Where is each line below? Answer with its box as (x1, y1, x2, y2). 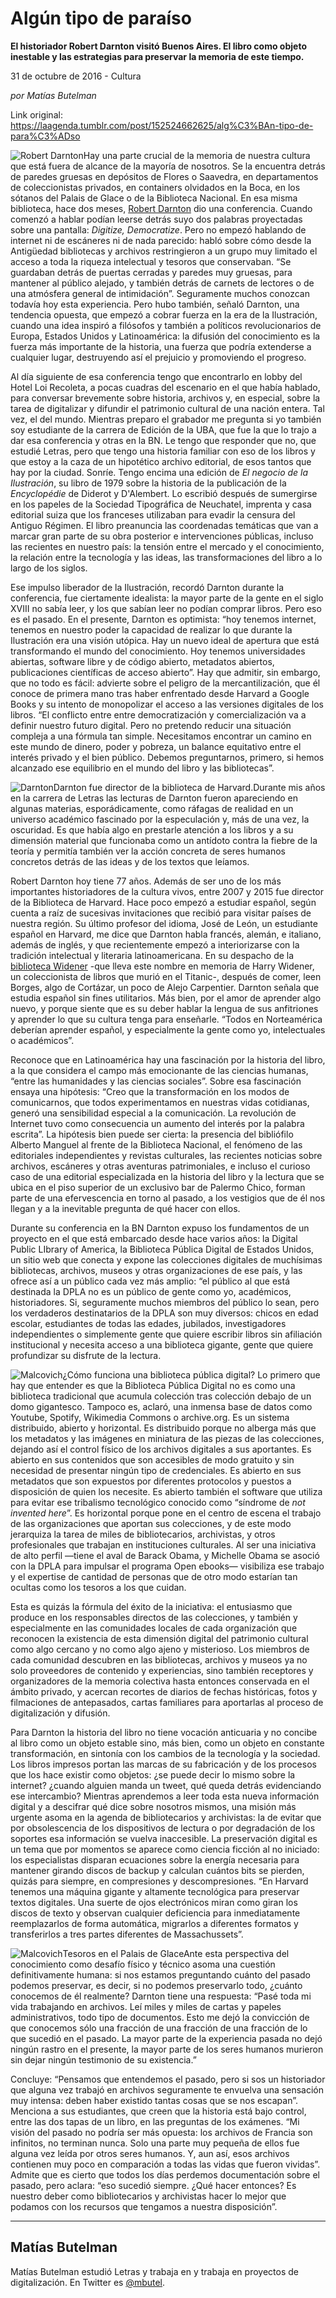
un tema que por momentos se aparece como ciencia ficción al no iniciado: (10, 1843, 320, 1855)
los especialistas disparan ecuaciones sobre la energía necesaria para (10, 1853, 300, 1866)
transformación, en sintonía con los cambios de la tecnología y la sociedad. (10, 1747, 321, 1759)
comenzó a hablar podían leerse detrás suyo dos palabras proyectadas (10, 213, 303, 225)
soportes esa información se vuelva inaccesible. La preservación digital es (10, 1832, 318, 1844)
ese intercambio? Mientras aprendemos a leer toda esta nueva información (10, 1790, 320, 1802)
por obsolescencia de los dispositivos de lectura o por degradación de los (10, 1822, 316, 1834)
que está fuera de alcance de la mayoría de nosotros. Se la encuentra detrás (10, 160, 326, 172)
